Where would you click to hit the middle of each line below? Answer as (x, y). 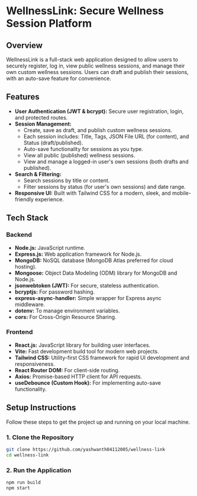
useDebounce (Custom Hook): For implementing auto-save (88, 382)
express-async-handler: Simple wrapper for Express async (88, 298)
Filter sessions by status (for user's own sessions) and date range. (105, 186)
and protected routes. (41, 117)
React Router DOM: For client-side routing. (67, 370)
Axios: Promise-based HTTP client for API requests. (78, 376)
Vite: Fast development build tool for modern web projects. (87, 351)
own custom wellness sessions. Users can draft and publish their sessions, (98, 72)
